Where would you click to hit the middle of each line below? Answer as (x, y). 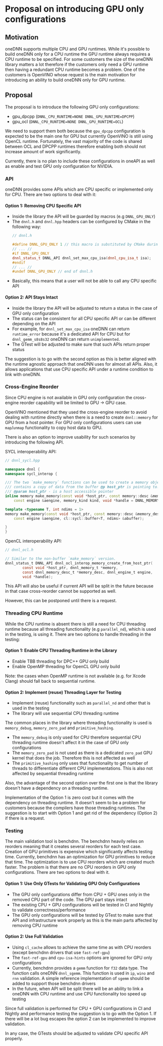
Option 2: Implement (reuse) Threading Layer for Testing (63, 692)
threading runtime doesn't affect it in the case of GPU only (70, 743)
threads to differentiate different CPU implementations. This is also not (82, 768)
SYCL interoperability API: (31, 451)
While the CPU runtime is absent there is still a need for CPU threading (75, 624)
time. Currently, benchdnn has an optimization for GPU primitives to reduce (80, 857)
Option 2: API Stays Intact (32, 297)
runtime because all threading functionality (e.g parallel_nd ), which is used (81, 629)
